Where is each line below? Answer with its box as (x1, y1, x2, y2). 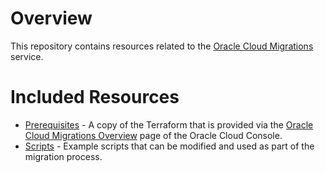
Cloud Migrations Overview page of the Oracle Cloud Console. (24, 129, 283, 141)
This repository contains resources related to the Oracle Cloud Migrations (10, 40, 314, 52)
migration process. (24, 150, 103, 162)
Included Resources (10, 86, 180, 109)
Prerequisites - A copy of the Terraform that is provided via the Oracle (24, 118, 314, 131)
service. (10, 50, 44, 62)
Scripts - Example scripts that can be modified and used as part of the (24, 140, 315, 152)
